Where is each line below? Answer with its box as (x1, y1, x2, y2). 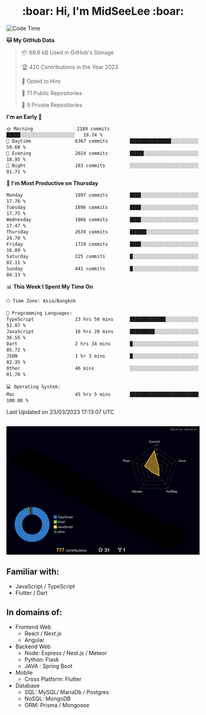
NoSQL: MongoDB (24, 695, 71, 703)
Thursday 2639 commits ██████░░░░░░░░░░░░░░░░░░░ (6, 229, 199, 235)
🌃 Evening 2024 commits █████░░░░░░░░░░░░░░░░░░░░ (6, 150, 199, 156)
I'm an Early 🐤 (6, 113, 42, 120)
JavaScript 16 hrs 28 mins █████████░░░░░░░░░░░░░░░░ (6, 328, 199, 335)
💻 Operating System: (6, 383, 61, 390)
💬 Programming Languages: (6, 310, 72, 316)
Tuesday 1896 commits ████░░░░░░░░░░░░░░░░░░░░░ (6, 204, 199, 210)
